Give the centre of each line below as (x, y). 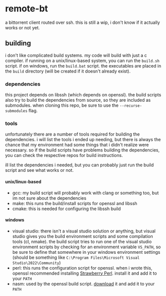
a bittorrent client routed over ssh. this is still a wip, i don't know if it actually (83, 22)
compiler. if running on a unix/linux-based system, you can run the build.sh (82, 61)
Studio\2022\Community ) (36, 262)
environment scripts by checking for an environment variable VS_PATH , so (86, 247)
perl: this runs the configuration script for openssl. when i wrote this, (82, 268)
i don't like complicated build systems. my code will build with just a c (76, 55)
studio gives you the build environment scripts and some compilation (83, 236)
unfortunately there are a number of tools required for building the (73, 134)
